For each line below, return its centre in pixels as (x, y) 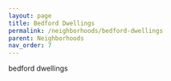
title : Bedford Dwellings (51, 23)
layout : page (30, 16)
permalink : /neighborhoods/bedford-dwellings (85, 30)
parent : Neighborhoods (46, 38)
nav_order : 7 (30, 46)
